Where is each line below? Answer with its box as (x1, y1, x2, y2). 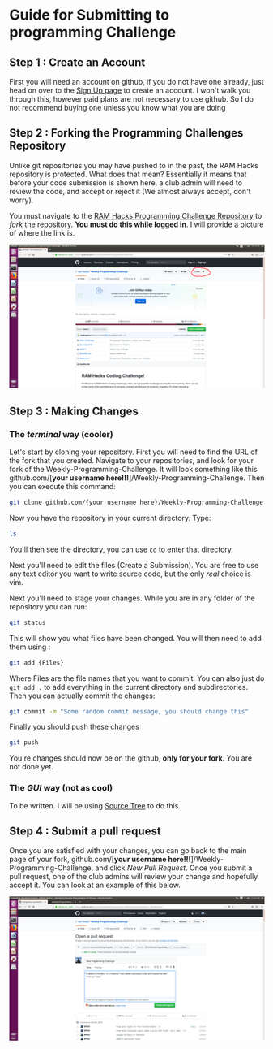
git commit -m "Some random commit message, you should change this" (9, 707, 250, 716)
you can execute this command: (9, 482, 116, 491)
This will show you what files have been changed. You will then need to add (9, 633, 262, 643)
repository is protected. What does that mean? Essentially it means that (9, 169, 247, 179)
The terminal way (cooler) (9, 428, 113, 440)
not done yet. (9, 762, 53, 772)
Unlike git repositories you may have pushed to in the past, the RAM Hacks (9, 160, 258, 170)
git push (9, 739, 39, 747)
